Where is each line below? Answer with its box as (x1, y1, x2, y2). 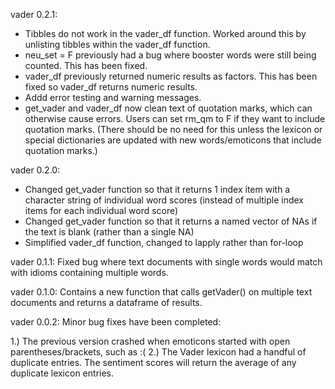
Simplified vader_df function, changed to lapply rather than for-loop (24, 237, 304, 248)
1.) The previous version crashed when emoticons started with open (10, 335, 291, 347)
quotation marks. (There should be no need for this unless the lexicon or (24, 124, 323, 135)
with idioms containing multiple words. (10, 267, 169, 278)
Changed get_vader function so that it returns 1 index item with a (24, 184, 291, 195)
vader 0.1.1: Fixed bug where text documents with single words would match (10, 256, 323, 268)
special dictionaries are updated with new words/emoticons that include (24, 134, 322, 146)
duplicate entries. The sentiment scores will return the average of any (10, 357, 297, 368)
